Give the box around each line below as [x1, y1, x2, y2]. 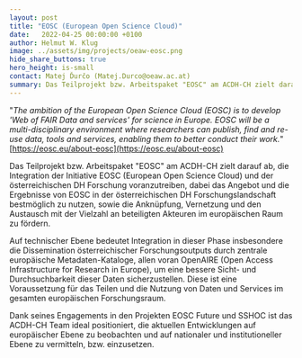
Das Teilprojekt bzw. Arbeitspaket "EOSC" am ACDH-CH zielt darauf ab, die [9, 160, 289, 171]
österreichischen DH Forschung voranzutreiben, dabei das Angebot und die [9, 179, 289, 190]
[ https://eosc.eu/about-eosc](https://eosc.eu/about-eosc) [9, 143, 224, 154]
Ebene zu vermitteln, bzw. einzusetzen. [9, 338, 155, 349]
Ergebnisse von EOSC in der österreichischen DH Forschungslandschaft [9, 189, 277, 200]
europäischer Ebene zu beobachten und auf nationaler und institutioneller [9, 329, 282, 340]
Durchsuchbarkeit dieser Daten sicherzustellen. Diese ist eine [9, 273, 237, 284]
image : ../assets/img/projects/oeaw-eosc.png [9, 47, 182, 56]
